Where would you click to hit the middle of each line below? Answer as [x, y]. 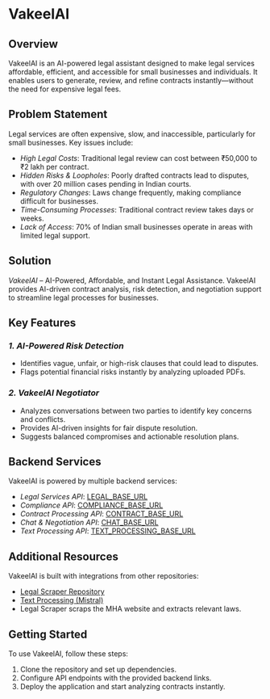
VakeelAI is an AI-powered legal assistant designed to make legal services [132, 63]
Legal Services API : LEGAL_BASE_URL [84, 497]
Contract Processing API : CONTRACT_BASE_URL [102, 514]
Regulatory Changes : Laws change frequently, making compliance [131, 192]
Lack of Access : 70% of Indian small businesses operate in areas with [136, 226]
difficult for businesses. [59, 201]
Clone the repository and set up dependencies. [98, 670]
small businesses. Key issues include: [71, 142]
